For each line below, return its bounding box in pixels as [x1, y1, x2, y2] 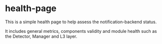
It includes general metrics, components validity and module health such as [5, 28, 157, 34]
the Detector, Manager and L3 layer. [5, 33, 78, 39]
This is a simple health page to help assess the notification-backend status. [5, 19, 157, 25]
